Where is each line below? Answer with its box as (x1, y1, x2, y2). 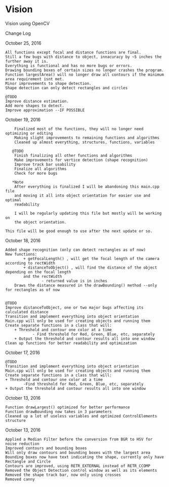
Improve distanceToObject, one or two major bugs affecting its (5, 305, 144, 310)
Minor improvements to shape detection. (5, 81, 92, 86)
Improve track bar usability (14, 161, 76, 167)
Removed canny (5, 476, 35, 482)
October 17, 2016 (5, 349, 40, 355)
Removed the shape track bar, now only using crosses (5, 472, 121, 477)
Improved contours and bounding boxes (5, 445, 87, 450)
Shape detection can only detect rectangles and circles (5, 85, 128, 90)
